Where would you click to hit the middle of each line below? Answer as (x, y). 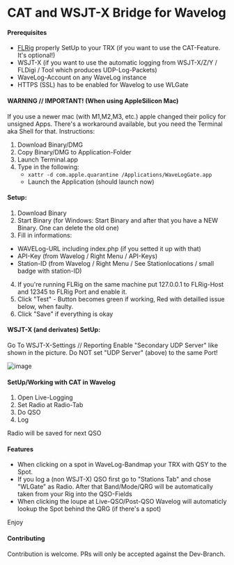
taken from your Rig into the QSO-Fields (75, 494)
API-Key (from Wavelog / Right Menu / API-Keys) (87, 256)
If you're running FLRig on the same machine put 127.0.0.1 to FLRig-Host (120, 284)
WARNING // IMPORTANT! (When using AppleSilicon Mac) (93, 101)
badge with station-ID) (49, 271)
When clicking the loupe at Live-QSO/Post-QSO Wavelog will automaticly (122, 502)
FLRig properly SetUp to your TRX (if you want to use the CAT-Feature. (119, 48)
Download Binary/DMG (50, 145)
